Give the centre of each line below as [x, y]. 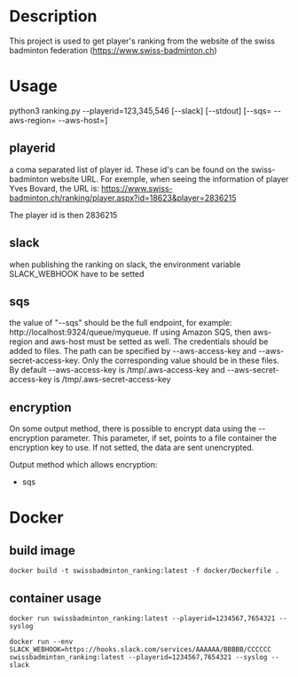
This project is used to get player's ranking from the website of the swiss [142, 41]
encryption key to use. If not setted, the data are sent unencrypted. [132, 448]
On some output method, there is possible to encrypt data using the [133, 429]
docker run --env [41, 642]
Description [53, 16]
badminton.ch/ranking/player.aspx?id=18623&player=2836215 [123, 198]
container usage [55, 598]
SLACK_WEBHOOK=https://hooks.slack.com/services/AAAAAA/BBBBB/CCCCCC [141, 649]
